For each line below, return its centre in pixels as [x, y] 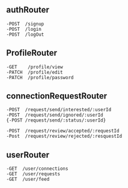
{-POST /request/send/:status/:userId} [56, 120]
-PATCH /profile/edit [35, 72]
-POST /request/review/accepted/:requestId [63, 131]
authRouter [28, 10]
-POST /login [24, 29]
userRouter [28, 154]
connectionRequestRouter [56, 96]
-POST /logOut [25, 34]
